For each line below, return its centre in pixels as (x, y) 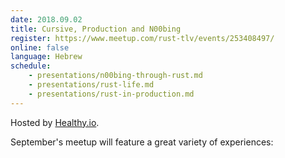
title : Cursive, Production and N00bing (96, 29)
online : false (40, 47)
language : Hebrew (46, 57)
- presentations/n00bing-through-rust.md (115, 76)
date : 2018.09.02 (46, 19)
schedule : (31, 66)
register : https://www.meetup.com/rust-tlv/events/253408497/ (142, 38)
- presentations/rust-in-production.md (111, 94)
